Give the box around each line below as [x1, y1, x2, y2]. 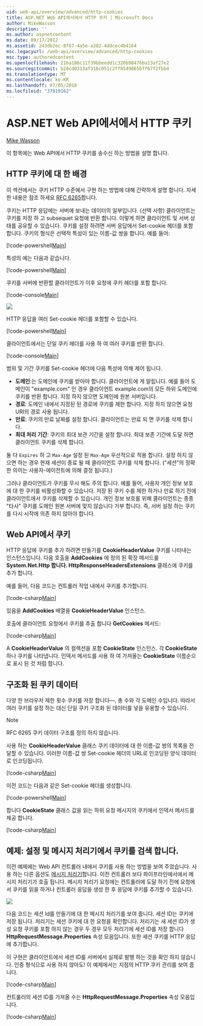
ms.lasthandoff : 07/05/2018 [6, 83, 78, 89]
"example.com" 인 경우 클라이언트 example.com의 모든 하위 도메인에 [31, 385, 197, 393]
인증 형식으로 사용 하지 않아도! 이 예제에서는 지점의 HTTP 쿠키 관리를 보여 [14, 961, 188, 968]
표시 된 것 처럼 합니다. [12, 660, 65, 667]
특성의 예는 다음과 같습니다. [6, 254, 72, 262]
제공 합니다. [6, 814, 35, 822]
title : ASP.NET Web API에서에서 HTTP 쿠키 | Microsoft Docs [6, 15, 153, 21]
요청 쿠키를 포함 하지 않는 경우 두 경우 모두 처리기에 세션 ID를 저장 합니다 [12, 926, 184, 933]
